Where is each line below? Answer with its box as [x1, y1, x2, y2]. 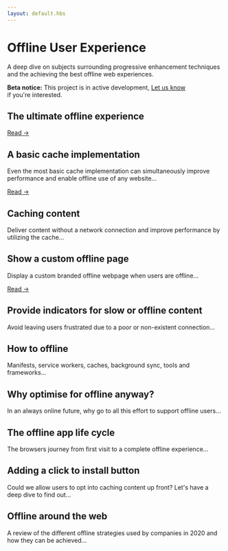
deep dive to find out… [7, 490, 71, 499]
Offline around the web [7, 510, 108, 522]
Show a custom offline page [7, 253, 129, 265]
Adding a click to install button [7, 465, 140, 477]
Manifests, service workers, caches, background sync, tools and [7, 361, 190, 369]
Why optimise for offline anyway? [7, 388, 155, 400]
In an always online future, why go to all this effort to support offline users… [7, 407, 222, 415]
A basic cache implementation [7, 149, 141, 160]
